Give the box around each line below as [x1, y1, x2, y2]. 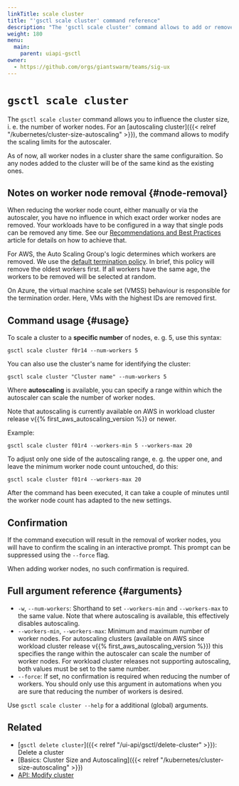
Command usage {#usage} [7, 314, 129, 326]
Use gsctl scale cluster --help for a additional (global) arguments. [7, 701, 208, 709]
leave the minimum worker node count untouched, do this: [7, 462, 179, 471]
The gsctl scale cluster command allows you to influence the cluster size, [7, 115, 230, 123]
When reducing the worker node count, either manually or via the [7, 206, 198, 214]
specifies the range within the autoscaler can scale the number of [17, 649, 211, 658]
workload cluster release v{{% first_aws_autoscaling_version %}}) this [17, 642, 223, 650]
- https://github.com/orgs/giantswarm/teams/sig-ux [14, 63, 171, 70]
